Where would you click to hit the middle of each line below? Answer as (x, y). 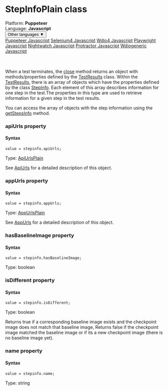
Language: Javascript (28, 28)
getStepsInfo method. (28, 113)
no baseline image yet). (29, 338)
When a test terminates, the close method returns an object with (71, 71)
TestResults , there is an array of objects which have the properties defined (82, 82)
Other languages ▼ (26, 34)
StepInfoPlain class (46, 9)
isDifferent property (30, 281)
